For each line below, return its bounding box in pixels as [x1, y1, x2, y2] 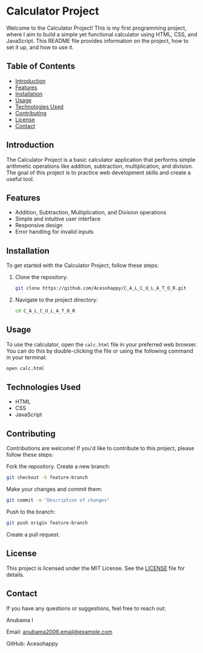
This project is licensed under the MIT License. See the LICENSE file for [6, 565, 185, 572]
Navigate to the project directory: [15, 296, 98, 303]
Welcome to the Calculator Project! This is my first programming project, [6, 24, 187, 31]
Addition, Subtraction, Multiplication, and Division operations [15, 209, 167, 216]
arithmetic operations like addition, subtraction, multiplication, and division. [6, 162, 194, 170]
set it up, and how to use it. [6, 44, 74, 51]
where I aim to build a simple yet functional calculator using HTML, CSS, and [6, 30, 198, 38]
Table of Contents [6, 61, 76, 71]
